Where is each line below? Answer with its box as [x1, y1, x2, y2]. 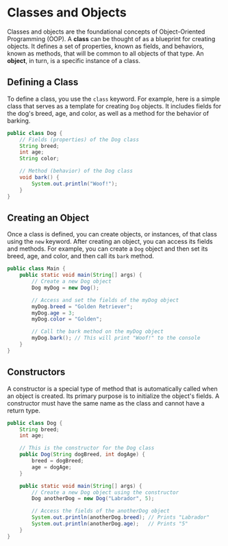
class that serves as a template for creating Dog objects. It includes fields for [7, 101, 221, 110]
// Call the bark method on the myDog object [31, 328, 164, 335]
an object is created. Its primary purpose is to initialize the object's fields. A [7, 392, 220, 400]
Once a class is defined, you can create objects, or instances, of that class [7, 230, 218, 238]
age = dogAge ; [31, 464, 72, 471]
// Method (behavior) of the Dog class [19, 168, 134, 175]
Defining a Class [7, 77, 79, 88]
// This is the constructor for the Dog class [19, 445, 155, 451]
